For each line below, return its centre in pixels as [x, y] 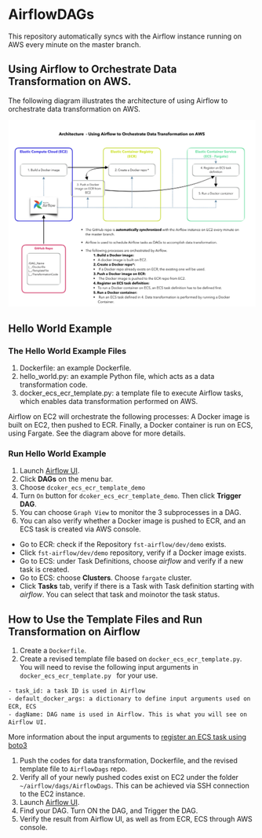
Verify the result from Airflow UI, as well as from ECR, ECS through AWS [136, 819]
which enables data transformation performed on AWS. [109, 401]
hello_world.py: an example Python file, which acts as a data [117, 376]
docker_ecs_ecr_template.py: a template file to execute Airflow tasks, [131, 393]
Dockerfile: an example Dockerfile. [75, 368]
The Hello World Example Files [67, 351]
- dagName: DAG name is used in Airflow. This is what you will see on [127, 715]
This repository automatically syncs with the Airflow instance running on [125, 36]
